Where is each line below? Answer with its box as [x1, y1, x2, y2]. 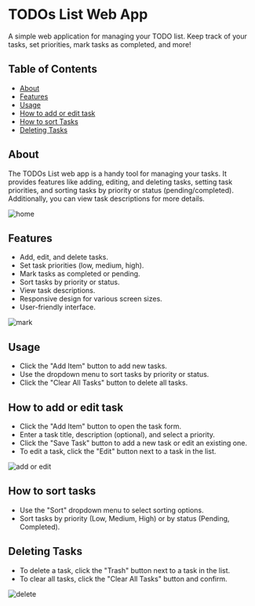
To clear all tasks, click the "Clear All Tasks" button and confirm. [19, 574, 228, 583]
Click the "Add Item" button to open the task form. [19, 422, 182, 431]
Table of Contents [8, 63, 98, 76]
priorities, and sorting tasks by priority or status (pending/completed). [8, 185, 234, 195]
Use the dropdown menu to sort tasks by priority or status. [19, 370, 209, 379]
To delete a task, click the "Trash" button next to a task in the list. [19, 565, 231, 575]
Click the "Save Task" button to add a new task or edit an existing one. [19, 438, 247, 447]
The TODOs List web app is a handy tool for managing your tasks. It [8, 169, 228, 178]
